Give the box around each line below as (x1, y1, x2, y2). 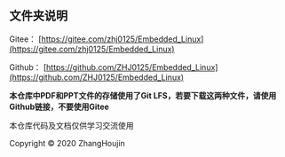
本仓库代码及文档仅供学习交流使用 (9, 120, 134, 130)
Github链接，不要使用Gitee (9, 101, 109, 112)
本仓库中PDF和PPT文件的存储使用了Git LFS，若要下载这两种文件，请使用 (9, 90, 277, 100)
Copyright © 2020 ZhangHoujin (9, 137, 126, 148)
